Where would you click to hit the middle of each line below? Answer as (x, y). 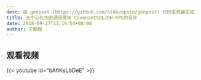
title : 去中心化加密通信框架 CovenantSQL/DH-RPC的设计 (72, 18)
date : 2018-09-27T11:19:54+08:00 (49, 23)
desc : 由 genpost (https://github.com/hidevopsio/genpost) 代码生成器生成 (100, 12)
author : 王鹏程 (24, 29)
